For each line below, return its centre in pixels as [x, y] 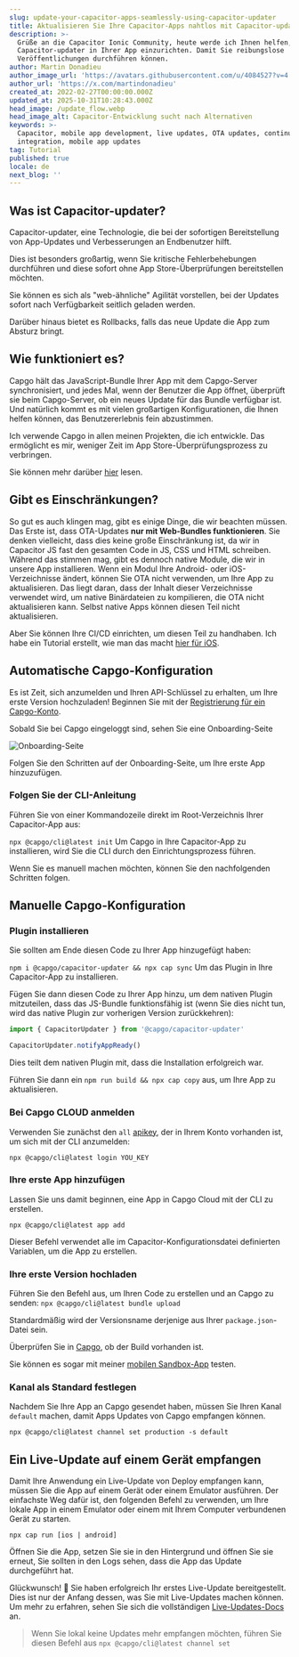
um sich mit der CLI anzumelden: [70, 1141]
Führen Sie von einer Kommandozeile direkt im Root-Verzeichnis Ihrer [137, 815]
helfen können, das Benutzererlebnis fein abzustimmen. [111, 418]
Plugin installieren [49, 931]
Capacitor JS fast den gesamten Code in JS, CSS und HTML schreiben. [140, 549]
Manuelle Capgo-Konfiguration [97, 906]
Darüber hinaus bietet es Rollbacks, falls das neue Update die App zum [139, 322]
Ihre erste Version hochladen [73, 1274]
